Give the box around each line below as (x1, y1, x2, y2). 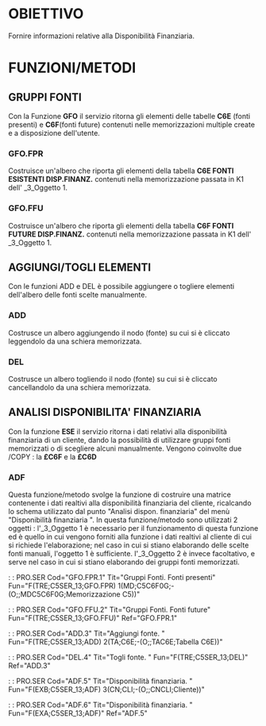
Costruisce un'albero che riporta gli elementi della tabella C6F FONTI (8, 221, 234, 230)
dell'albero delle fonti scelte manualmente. (8, 290, 147, 300)
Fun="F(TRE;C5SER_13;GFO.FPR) (8, 581, 117, 591)
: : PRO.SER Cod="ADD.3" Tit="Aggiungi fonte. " (8, 628, 165, 639)
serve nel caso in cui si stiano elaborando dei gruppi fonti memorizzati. (8, 557, 240, 567)
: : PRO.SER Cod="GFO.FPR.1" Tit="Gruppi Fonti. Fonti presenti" (8, 573, 216, 582)
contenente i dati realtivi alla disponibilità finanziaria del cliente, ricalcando (8, 498, 252, 508)
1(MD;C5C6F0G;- (118, 581, 175, 591)
